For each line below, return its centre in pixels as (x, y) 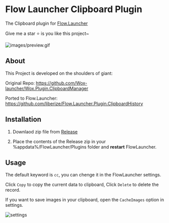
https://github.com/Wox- (61, 83)
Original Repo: (20, 83)
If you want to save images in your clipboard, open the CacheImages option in (85, 200)
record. (13, 190)
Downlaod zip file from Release (45, 131)
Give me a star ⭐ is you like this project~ (47, 33)
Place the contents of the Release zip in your (59, 141)
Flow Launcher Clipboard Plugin (74, 9)
